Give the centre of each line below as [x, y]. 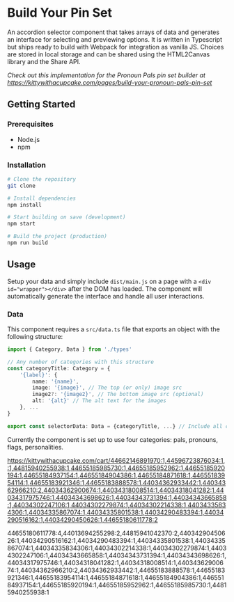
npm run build [28, 243]
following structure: [35, 337]
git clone [22, 186]
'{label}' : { [39, 375]
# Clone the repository [42, 179]
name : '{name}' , [56, 381]
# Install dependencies [42, 198]
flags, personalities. [36, 447]
